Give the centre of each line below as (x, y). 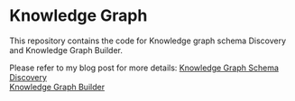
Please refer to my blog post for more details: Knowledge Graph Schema (144, 68)
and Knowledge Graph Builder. (66, 50)
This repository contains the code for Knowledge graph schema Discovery (148, 41)
